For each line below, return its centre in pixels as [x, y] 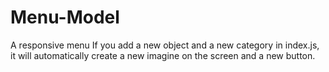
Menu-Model [65, 17]
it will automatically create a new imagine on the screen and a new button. [163, 55]
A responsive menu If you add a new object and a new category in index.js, [165, 45]
